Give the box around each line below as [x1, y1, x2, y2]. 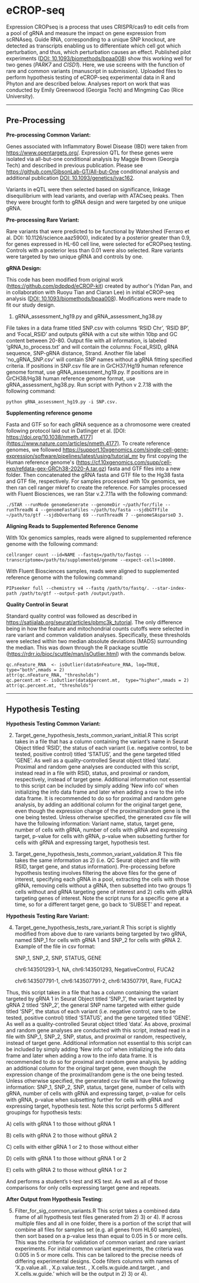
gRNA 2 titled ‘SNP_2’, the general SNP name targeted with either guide [6, 1001, 181, 1009]
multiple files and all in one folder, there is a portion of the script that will [14, 1219, 191, 1227]
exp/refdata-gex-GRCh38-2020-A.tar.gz [6, 464, 105, 472]
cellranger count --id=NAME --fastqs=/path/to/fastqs [6, 552, 142, 558]
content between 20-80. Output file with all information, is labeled [6, 337, 167, 344]
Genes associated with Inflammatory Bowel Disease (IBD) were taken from [6, 143, 188, 150]
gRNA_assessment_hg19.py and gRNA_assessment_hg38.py [14, 312, 163, 320]
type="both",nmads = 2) [6, 666, 65, 673]
